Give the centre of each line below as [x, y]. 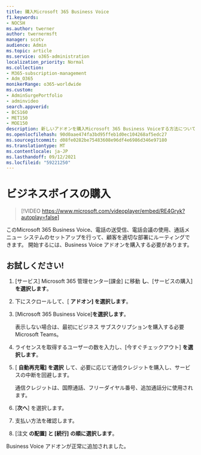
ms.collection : [25, 68]
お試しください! [35, 266]
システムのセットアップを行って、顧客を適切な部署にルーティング [104, 237]
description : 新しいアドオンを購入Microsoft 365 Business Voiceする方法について [101, 129]
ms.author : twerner [31, 29]
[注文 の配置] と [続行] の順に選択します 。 [66, 433]
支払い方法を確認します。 [46, 420]
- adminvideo [22, 101]
